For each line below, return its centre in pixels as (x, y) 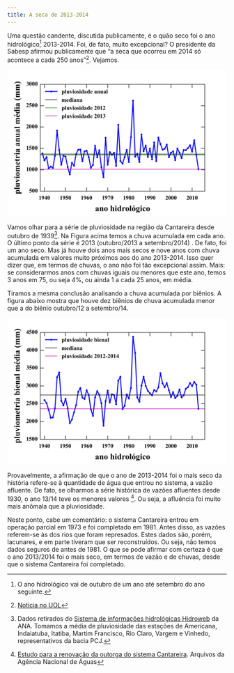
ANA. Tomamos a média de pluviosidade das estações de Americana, (117, 626)
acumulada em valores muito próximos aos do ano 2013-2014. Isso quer (110, 258)
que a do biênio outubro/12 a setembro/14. (68, 308)
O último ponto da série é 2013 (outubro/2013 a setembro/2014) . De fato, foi (117, 243)
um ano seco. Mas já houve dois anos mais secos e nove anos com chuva (114, 250)
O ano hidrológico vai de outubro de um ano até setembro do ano (111, 584)
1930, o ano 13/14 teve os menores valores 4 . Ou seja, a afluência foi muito (114, 498)
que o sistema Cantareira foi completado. (67, 564)
